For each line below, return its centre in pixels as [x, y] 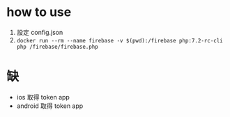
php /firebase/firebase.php [57, 47]
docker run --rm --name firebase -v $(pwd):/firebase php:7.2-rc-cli [120, 40]
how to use [39, 12]
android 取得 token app [50, 106]
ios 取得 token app [43, 97]
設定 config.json [40, 32]
